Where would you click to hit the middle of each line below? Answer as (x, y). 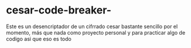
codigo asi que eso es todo (39, 39)
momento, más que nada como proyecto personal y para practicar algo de (96, 32)
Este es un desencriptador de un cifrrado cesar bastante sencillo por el (92, 26)
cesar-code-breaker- (59, 10)
